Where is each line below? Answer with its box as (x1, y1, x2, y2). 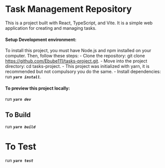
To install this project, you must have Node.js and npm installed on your (5, 48, 152, 54)
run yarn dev (5, 96, 31, 102)
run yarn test (5, 158, 34, 164)
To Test (5, 141, 36, 152)
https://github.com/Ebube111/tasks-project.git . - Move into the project (5, 58, 148, 64)
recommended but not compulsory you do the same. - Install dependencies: (5, 68, 161, 75)
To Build (5, 111, 31, 119)
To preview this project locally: (5, 85, 71, 91)
